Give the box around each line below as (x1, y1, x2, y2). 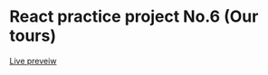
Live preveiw (9, 55, 57, 66)
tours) (9, 25, 57, 46)
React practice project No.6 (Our (9, 6, 259, 27)
